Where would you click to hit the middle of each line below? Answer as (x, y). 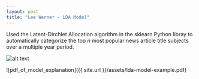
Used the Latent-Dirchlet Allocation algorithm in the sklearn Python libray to (99, 34)
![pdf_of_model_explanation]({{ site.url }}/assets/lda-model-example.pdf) (97, 69)
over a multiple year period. (40, 47)
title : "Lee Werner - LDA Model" (48, 17)
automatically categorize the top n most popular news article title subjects (97, 40)
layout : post (22, 12)
